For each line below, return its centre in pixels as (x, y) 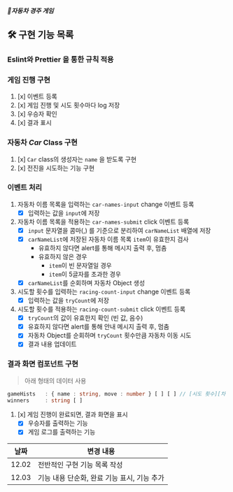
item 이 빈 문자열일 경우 (80, 265)
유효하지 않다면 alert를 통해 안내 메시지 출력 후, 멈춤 (99, 327)
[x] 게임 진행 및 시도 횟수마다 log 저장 (69, 106)
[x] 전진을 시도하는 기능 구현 (56, 168)
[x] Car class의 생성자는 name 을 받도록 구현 (77, 159)
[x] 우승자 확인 (37, 114)
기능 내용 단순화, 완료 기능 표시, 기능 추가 (101, 477)
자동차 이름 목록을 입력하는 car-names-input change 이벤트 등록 (106, 204)
